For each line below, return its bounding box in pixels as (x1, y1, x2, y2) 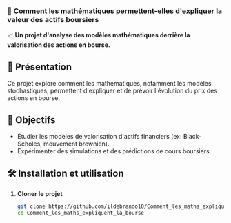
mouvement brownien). (43, 139, 110, 148)
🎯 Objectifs (7, 114, 56, 126)
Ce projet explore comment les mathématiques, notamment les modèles (7, 79, 212, 88)
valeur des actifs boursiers (7, 14, 99, 24)
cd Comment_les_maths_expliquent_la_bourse (17, 209, 145, 216)
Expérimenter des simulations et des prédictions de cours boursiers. (17, 146, 212, 155)
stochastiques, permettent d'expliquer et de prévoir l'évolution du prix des (7, 86, 218, 95)
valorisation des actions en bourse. (7, 41, 110, 49)
